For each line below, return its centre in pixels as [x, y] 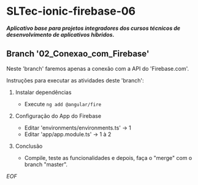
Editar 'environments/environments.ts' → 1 [78, 128]
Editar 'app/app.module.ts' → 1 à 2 [68, 134]
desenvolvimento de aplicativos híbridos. [60, 34]
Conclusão [29, 146]
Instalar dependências [43, 92]
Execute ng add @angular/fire [63, 104]
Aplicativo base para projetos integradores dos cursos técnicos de [93, 28]
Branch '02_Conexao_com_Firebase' [78, 54]
